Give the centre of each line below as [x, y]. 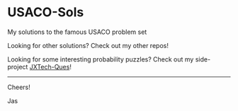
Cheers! [19, 87]
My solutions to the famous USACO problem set [77, 32]
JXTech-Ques [50, 66]
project [18, 66]
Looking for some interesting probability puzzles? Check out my [101, 59]
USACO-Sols [46, 12]
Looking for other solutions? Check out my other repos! [88, 45]
